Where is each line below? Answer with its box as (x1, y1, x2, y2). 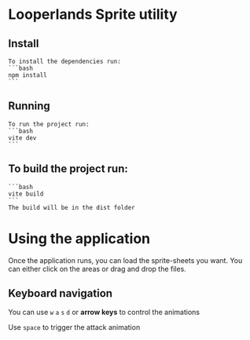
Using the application (8, 229, 151, 247)
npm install (8, 71, 47, 79)
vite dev (8, 133, 37, 142)
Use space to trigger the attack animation (8, 323, 141, 332)
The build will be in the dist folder (8, 203, 135, 211)
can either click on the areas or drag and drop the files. (8, 264, 186, 273)
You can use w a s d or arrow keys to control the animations (8, 308, 200, 317)
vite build (8, 190, 44, 198)
